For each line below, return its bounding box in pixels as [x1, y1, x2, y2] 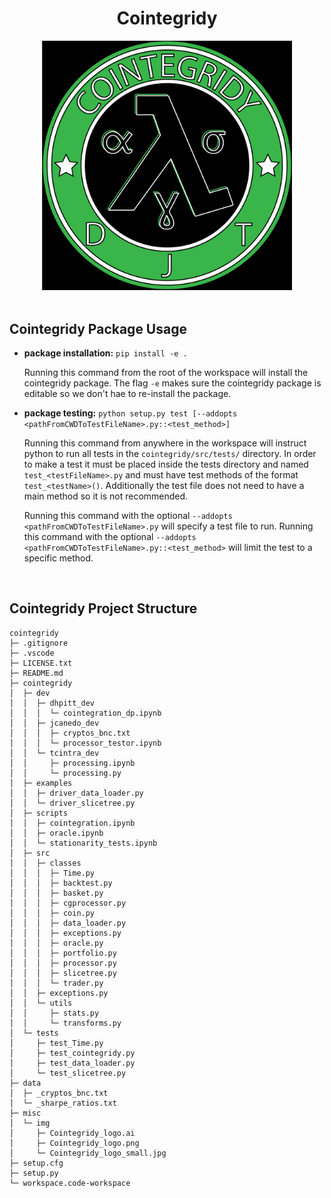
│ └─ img [9, 1118, 51, 1128]
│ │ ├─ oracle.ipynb [9, 828, 104, 838]
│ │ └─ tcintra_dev [9, 748, 100, 758]
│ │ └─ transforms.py [9, 1018, 122, 1028]
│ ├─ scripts [9, 808, 69, 818]
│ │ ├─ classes [9, 858, 82, 868]
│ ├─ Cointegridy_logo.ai [9, 1128, 136, 1138]
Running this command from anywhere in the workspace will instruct [23, 437, 307, 449]
